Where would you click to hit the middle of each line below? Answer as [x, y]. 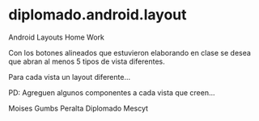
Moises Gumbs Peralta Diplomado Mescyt [78, 108]
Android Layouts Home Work [57, 37]
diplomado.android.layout [98, 15]
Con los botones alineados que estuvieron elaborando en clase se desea [129, 52]
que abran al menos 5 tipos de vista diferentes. [87, 61]
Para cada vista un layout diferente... [70, 77]
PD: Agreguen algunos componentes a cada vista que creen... [112, 92]
